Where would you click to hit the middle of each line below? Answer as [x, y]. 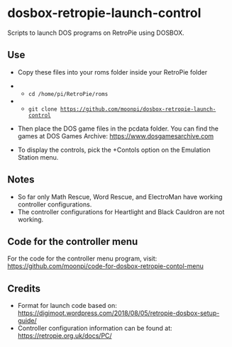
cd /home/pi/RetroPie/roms [68, 94]
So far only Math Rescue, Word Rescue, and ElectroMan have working [120, 197]
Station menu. [38, 157]
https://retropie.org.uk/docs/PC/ [65, 336]
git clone [43, 109]
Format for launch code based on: [67, 306]
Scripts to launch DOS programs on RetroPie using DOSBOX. [96, 33]
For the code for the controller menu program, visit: [82, 259]
